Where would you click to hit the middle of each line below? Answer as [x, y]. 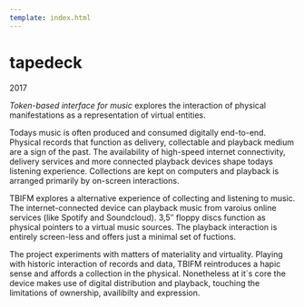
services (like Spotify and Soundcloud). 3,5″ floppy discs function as [137, 217]
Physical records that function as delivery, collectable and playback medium [152, 142]
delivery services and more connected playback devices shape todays [142, 161]
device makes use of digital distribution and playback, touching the [135, 283]
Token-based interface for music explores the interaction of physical [137, 105]
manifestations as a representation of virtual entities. [108, 115]
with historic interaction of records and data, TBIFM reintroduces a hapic [145, 264]
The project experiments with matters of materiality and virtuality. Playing [146, 254]
